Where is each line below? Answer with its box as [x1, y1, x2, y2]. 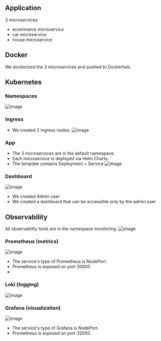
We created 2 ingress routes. [12, 127, 71, 133]
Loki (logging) [5, 281, 39, 288]
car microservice [12, 31, 46, 37]
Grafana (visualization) [5, 304, 61, 311]
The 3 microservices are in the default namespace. [12, 150, 115, 156]
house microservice [12, 37, 52, 43]
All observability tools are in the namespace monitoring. [5, 226, 117, 232]
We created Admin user [12, 193, 60, 199]
